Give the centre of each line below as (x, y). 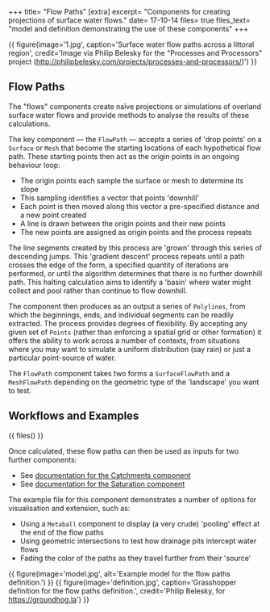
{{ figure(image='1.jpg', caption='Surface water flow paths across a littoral (131, 44)
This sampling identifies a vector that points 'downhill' (110, 198)
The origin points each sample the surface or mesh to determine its (132, 180)
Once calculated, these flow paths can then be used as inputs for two (124, 451)
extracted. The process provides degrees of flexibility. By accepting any (128, 323)
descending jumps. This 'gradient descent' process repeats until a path (127, 256)
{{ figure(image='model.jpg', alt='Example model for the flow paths (120, 573)
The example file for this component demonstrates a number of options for (133, 499)
